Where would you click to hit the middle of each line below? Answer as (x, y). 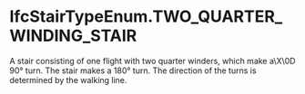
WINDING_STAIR (73, 36)
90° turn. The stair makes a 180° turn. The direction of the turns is (133, 70)
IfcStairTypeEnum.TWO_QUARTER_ (146, 17)
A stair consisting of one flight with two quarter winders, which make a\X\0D (152, 61)
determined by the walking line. (68, 80)
